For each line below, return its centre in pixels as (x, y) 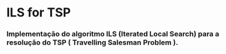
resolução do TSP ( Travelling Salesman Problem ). (92, 42)
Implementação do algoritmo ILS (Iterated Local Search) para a (113, 34)
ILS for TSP (39, 13)
